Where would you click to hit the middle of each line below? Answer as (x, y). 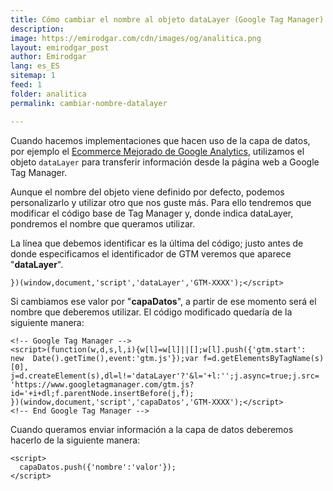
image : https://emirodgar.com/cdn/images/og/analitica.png (136, 38)
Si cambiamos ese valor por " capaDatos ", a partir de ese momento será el (163, 301)
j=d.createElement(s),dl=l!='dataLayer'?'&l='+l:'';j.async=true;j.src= (165, 376)
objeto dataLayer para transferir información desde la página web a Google (165, 162)
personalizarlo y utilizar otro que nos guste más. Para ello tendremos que (161, 202)
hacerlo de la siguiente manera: (75, 440)
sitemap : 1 (33, 76)
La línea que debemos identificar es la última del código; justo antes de (157, 243)
